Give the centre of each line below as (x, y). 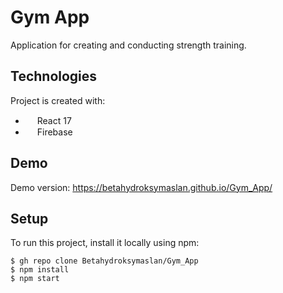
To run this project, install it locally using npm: (105, 243)
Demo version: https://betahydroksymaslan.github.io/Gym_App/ (141, 187)
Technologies (54, 76)
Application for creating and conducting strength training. (128, 45)
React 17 (54, 120)
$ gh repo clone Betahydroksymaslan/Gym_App (104, 261)
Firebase (54, 132)
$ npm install (40, 270)
